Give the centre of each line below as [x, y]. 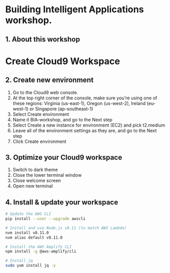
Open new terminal [33, 186]
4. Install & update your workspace [62, 202]
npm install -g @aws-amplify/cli [41, 251]
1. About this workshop [43, 39]
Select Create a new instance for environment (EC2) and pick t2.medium [89, 125]
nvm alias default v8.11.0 [34, 237]
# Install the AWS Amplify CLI [39, 247]
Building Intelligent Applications [75, 9]
